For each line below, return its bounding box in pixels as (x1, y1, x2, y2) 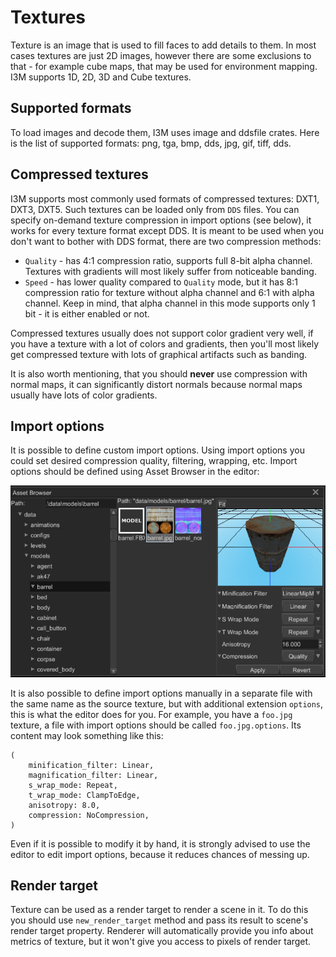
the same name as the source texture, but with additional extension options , (10, 697, 324, 710)
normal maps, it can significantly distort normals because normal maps (10, 378, 303, 390)
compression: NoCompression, (28, 810, 150, 820)
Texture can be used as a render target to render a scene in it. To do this (10, 904, 309, 916)
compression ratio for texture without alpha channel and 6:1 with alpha (24, 286, 315, 298)
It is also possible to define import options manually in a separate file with (10, 687, 313, 699)
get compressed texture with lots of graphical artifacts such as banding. (10, 348, 308, 360)
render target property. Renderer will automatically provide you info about (10, 925, 314, 937)
